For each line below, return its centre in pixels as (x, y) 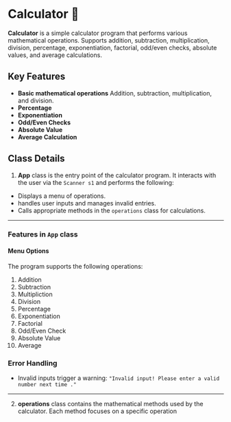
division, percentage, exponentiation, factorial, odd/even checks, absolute (112, 47)
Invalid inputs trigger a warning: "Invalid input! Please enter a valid (119, 378)
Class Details (36, 158)
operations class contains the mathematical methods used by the (110, 403)
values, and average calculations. (55, 55)
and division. (36, 100)
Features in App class (43, 234)
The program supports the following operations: (75, 266)
